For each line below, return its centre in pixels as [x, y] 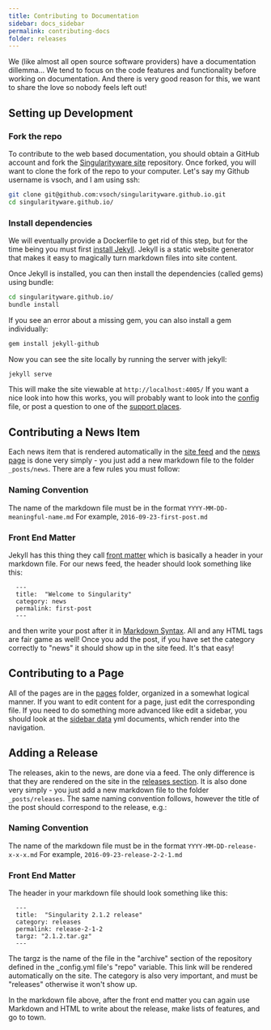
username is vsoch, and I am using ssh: [74, 179]
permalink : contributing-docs [59, 31]
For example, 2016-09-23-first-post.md [142, 516]
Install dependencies [51, 222]
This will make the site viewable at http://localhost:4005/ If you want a [129, 390]
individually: [28, 329]
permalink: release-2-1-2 [59, 929]
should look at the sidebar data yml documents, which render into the [124, 718]
